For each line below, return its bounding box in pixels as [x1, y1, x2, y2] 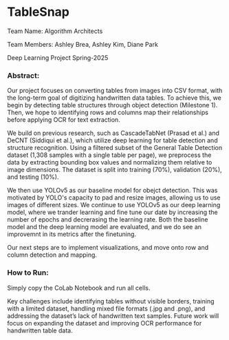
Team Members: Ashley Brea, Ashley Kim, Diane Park [7, 40, 158, 48]
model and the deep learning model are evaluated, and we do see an [7, 223, 201, 231]
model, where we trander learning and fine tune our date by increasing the [7, 208, 218, 217]
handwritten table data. [7, 326, 74, 334]
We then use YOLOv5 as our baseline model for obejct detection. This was [7, 187, 218, 195]
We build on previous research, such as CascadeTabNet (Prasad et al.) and [7, 129, 220, 138]
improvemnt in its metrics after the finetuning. [7, 230, 136, 238]
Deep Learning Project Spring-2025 [7, 53, 109, 62]
